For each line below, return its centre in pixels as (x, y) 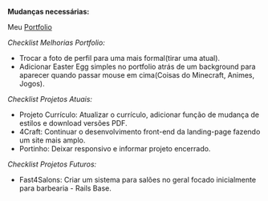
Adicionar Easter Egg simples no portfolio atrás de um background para (137, 66)
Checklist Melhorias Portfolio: (56, 42)
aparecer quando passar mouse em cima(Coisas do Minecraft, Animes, (137, 75)
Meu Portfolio (30, 27)
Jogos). (32, 84)
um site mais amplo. (52, 140)
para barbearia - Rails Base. (65, 188)
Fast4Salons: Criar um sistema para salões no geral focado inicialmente (138, 180)
